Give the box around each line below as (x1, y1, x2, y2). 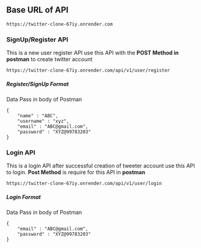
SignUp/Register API (6, 35, 69, 43)
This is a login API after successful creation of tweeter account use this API (6, 162, 196, 170)
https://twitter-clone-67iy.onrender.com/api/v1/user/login (6, 180, 163, 187)
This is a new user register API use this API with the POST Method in (6, 49, 179, 57)
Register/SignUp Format (6, 80, 69, 87)
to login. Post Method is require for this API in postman (6, 169, 146, 176)
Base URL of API (6, 5, 69, 15)
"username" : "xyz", (17, 119, 69, 125)
